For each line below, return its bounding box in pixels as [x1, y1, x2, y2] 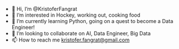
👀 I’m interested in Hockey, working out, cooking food [11, 12, 141, 18]
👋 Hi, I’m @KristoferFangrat [11, 6, 78, 12]
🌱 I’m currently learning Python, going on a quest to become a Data [11, 18, 174, 24]
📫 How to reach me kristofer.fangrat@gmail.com [11, 36, 130, 43]
